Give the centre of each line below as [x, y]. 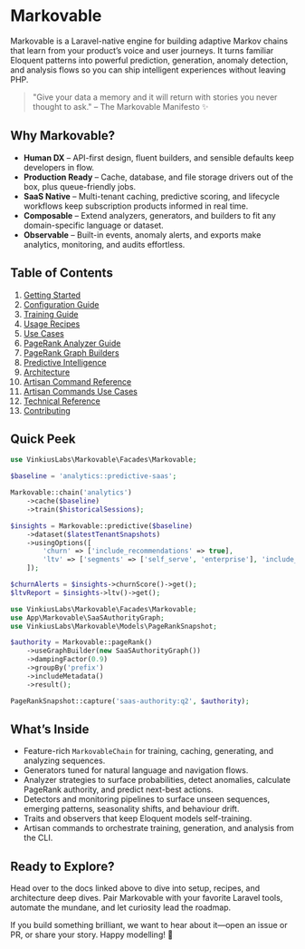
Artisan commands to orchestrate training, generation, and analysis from [159, 828]
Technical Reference [62, 401]
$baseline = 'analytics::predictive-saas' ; [94, 476]
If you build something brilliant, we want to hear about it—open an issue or [149, 925]
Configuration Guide [61, 304]
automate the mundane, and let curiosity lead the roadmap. [121, 907]
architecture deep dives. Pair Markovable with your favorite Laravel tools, [147, 898]
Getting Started [52, 295]
